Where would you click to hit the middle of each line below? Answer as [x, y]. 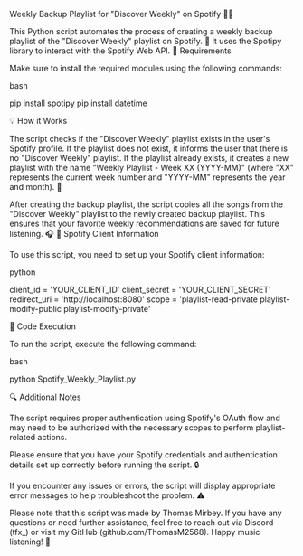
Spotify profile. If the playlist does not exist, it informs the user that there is [148, 148]
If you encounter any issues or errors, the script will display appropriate [142, 485]
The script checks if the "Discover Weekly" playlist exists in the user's [140, 139]
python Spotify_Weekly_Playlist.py [73, 379]
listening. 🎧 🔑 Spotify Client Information [85, 234]
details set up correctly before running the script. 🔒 [104, 465]
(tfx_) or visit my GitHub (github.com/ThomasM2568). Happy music [135, 532]
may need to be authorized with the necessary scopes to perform [132, 428]
